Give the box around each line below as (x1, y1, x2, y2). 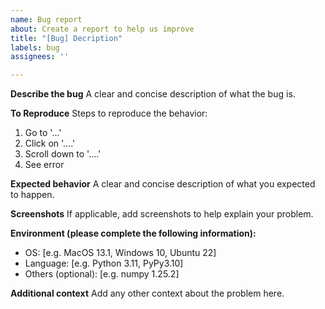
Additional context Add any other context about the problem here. (10, 287, 285, 300)
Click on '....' (24, 137, 76, 150)
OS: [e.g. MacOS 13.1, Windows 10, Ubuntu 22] (24, 247, 217, 259)
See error (24, 159, 65, 171)
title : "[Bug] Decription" (10, 33, 123, 43)
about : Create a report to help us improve (10, 24, 195, 34)
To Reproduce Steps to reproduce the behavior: (10, 107, 208, 120)
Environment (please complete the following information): (10, 227, 257, 240)
